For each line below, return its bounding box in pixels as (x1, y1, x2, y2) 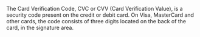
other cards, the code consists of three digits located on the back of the (6, 18, 187, 24)
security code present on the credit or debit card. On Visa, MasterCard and (6, 11, 195, 18)
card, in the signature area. (6, 24, 74, 31)
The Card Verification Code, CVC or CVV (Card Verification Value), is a (6, 5, 184, 12)
